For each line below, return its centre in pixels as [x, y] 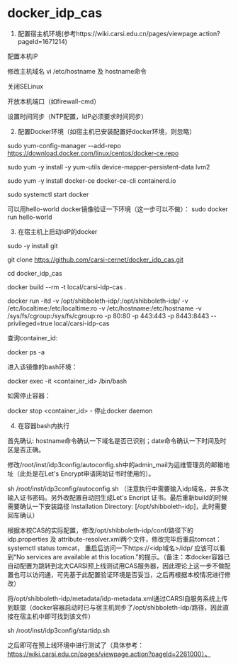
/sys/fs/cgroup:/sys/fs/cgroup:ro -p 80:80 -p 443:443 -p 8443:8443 [108, 315]
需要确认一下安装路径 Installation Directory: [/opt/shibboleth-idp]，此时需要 [117, 506]
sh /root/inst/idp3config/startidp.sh [59, 630]
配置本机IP [23, 56]
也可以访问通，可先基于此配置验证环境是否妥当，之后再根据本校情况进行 [119, 574]
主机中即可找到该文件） [60, 616]
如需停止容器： [29, 396]
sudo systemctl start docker [48, 194]
